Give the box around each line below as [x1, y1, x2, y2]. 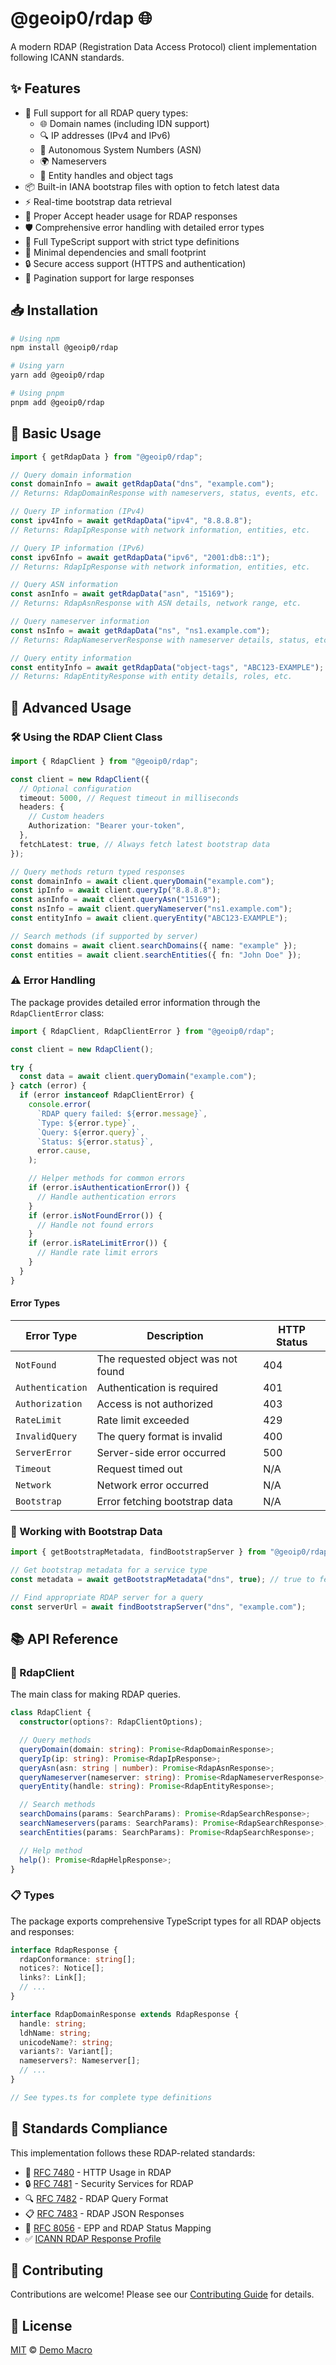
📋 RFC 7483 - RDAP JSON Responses [24, 2207, 185, 2219]
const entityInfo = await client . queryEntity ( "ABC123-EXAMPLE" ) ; [10, 913, 288, 924]
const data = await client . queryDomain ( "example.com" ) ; [19, 1072, 257, 1082]
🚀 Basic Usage [10, 425, 102, 442]
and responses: [10, 1925, 75, 1937]
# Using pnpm [10, 388, 65, 399]
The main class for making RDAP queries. [10, 1688, 182, 1701]
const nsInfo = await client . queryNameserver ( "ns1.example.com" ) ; [10, 904, 293, 914]
